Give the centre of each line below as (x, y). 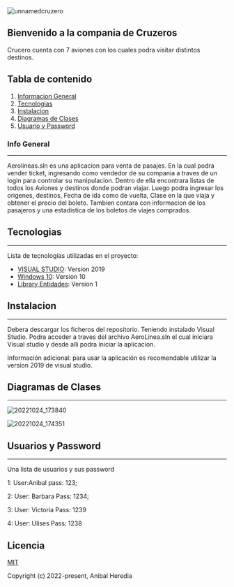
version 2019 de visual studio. (50, 365)
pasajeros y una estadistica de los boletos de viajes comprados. (99, 210)
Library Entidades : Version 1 (57, 284)
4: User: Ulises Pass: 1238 (45, 523)
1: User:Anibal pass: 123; (42, 483)
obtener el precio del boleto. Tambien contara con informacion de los (107, 203)
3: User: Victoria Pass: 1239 (47, 510)
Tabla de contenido (50, 79)
